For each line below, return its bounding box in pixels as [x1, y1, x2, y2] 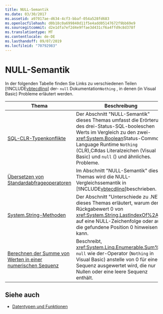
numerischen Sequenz [7, 262, 59, 269]
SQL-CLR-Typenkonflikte [7, 135, 66, 142]
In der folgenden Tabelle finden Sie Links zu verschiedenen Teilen [5, 80, 137, 86]
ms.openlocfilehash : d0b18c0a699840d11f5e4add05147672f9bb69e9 [5, 20, 136, 26]
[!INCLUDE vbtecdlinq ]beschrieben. [76, 185, 157, 192]
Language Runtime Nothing [76, 141, 138, 148]
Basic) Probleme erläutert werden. [5, 91, 74, 96]
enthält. [76, 274, 94, 281]
